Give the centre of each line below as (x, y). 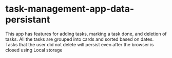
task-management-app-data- (70, 9)
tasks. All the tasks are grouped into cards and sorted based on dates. (80, 39)
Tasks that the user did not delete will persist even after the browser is (80, 44)
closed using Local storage (34, 50)
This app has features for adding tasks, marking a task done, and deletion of (86, 34)
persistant (28, 20)
